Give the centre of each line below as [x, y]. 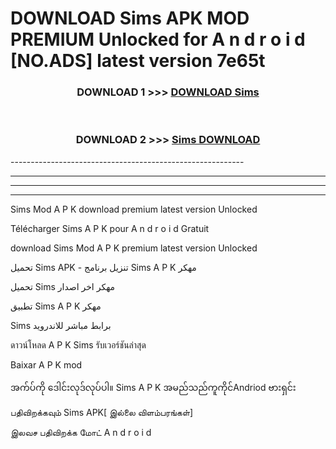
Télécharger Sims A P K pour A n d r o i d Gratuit [110, 228]
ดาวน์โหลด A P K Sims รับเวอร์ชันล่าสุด [78, 344]
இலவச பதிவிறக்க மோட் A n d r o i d [81, 432]
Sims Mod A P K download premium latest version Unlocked [134, 209]
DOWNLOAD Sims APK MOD [130, 18]
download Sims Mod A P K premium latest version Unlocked [134, 248]
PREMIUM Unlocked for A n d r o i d [158, 39]
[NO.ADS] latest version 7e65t [138, 61]
